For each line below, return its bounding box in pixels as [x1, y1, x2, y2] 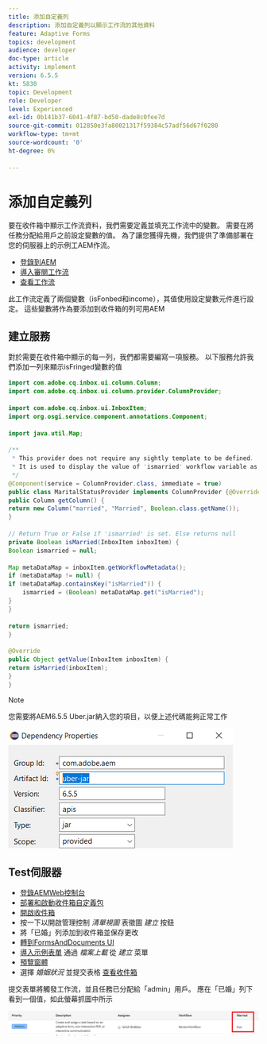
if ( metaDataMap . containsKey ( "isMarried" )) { [8, 580, 161, 588]
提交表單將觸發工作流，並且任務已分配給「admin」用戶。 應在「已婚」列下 [8, 984, 253, 994]
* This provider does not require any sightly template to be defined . [11, 454, 254, 462]
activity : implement [8, 64, 77, 72]
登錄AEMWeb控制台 [19, 888, 86, 898]
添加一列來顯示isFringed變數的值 [14, 362, 123, 372]
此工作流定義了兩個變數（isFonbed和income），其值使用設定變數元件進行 [8, 294, 247, 304]
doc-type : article [8, 55, 69, 63]
